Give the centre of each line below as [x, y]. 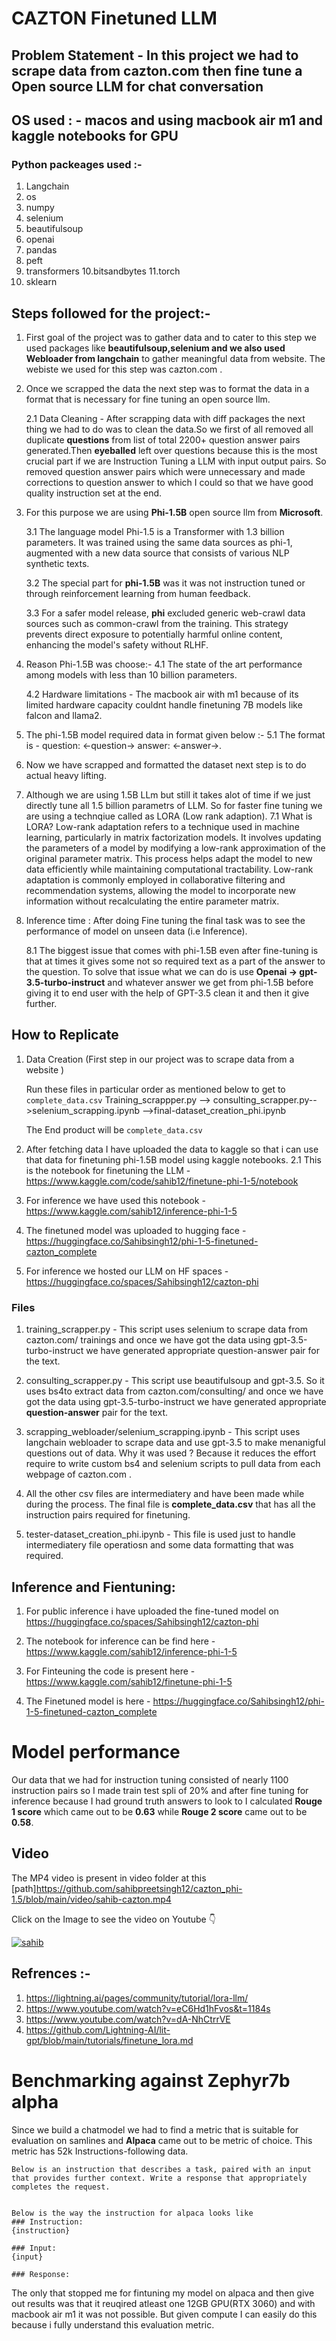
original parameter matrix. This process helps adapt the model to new [169, 859]
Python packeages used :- [77, 164]
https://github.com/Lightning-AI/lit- [98, 2029]
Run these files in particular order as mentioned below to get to [155, 1089]
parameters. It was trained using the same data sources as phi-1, [159, 543]
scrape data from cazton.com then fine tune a [157, 70]
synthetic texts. [57, 564]
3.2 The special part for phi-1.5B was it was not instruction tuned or [165, 583]
